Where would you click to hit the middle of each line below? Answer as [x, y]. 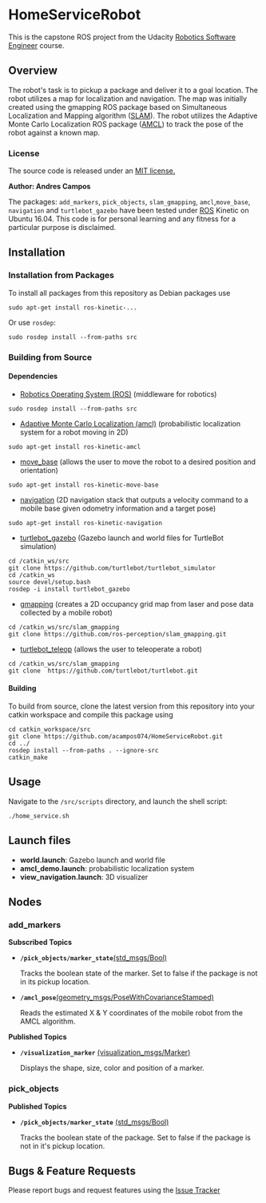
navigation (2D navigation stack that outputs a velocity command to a [134, 499]
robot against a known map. [54, 132]
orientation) [39, 470]
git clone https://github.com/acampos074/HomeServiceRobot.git [116, 737]
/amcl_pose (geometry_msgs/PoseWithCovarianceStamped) [117, 997]
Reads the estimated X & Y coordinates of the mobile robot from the [131, 1013]
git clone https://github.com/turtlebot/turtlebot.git [103, 671]
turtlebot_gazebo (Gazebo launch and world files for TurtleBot [121, 538]
